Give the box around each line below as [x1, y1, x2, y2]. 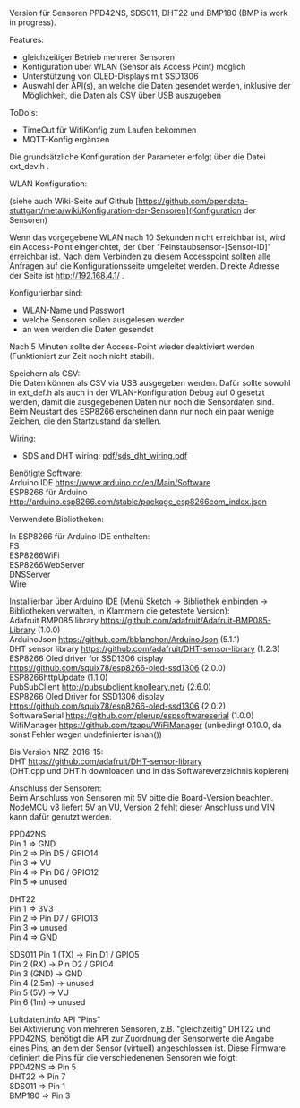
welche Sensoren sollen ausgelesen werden [21, 314, 185, 325]
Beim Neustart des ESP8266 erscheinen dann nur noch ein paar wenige [9, 407, 275, 417]
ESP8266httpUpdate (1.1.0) [9, 672, 108, 683]
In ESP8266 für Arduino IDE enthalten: [9, 531, 150, 541]
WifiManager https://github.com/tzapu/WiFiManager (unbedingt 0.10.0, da [9, 720, 282, 730]
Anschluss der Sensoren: [9, 783, 102, 794]
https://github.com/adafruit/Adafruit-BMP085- [100, 615, 271, 625]
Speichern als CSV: [9, 368, 81, 379]
